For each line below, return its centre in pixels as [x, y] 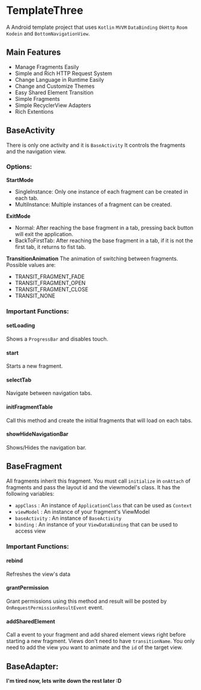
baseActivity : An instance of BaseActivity [68, 518]
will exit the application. [44, 234]
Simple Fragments [37, 99]
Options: [19, 167]
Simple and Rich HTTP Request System [64, 73]
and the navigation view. [36, 151]
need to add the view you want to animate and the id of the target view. [94, 647]
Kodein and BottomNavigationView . [48, 33]
